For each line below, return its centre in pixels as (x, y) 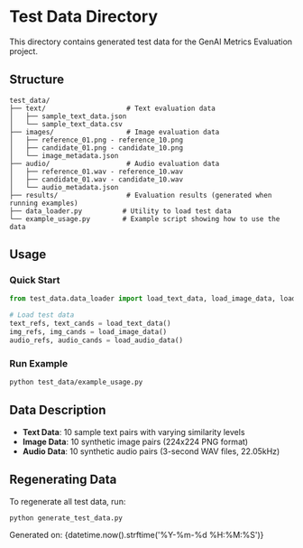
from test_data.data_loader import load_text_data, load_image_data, (143, 299)
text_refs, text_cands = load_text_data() (90, 324)
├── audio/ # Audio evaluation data (115, 163)
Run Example (39, 363)
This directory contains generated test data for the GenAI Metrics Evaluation (151, 42)
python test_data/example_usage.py (76, 382)
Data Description (58, 410)
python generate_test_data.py (66, 518)
